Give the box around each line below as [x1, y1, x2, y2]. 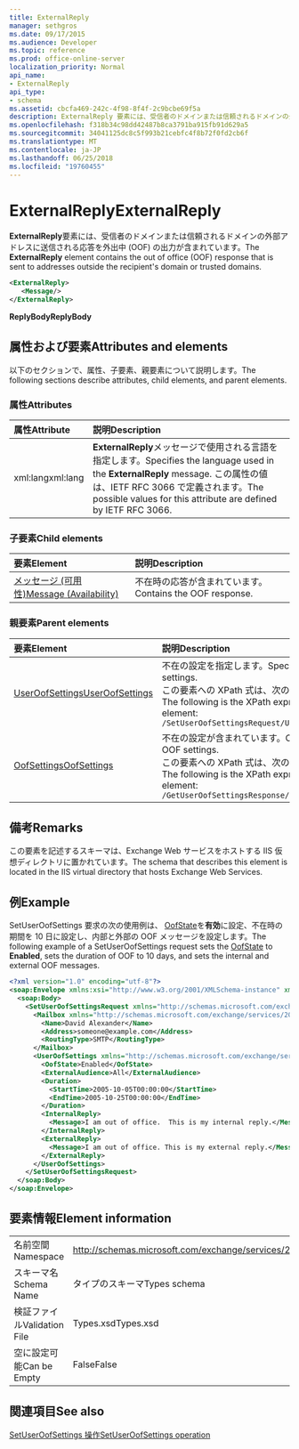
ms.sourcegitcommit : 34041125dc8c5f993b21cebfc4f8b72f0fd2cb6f [9, 129, 249, 138]
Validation [22, 1318, 64, 1331]
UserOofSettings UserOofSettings [13, 686, 154, 699]
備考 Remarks [9, 821, 84, 836]
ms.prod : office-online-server [9, 54, 125, 63]
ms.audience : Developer [9, 37, 98, 47]
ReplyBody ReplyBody [9, 311, 92, 321]
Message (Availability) [26, 588, 119, 601]
